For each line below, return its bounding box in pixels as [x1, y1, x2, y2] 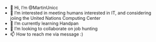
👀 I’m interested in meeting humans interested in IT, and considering [10, 10, 151, 16]
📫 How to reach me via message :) [10, 31, 84, 37]
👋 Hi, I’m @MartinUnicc [10, 5, 58, 10]
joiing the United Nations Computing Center [10, 15, 101, 21]
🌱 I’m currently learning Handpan [10, 20, 79, 26]
